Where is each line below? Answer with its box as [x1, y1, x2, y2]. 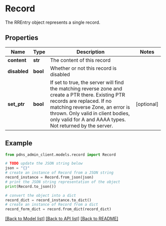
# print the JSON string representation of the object [5, 179, 121, 184]
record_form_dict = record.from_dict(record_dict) [5, 207, 112, 212]
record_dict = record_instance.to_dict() [5, 197, 92, 203]
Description [76, 48, 105, 55]
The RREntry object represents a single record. [5, 19, 100, 25]
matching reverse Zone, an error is [50, 103, 130, 110]
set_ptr [7, 100, 25, 107]
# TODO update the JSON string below [5, 161, 83, 166]
